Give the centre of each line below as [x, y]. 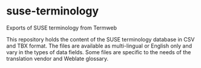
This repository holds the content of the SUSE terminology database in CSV [100, 39]
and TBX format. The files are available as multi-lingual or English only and [99, 46]
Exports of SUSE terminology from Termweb [61, 28]
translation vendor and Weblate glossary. [58, 58]
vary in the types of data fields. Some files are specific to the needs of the [99, 52]
